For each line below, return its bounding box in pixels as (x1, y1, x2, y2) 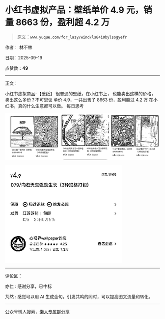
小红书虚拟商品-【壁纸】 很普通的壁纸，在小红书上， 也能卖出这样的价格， (5, 90, 156, 96)
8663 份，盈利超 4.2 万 (15, 17, 110, 28)
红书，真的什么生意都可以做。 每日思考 (5, 103, 84, 108)
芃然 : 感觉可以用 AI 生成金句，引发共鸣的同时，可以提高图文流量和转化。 (5, 293, 153, 299)
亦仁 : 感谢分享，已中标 (5, 283, 52, 289)
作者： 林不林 (5, 44, 32, 50)
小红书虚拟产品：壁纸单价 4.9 (5, 4, 124, 16)
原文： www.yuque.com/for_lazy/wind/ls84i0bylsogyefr (17, 34, 127, 40)
